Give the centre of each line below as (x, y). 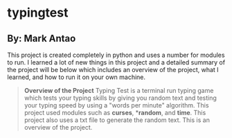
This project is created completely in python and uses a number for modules (116, 55)
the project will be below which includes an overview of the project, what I (113, 70)
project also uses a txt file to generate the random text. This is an (117, 120)
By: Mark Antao (42, 38)
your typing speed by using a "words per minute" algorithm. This (116, 105)
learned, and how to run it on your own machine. (77, 77)
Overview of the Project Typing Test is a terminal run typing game (119, 90)
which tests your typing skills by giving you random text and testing (120, 98)
